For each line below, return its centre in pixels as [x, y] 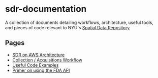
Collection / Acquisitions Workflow [47, 60]
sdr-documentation [46, 9]
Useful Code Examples [35, 65]
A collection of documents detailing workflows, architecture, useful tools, [79, 22]
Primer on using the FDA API [41, 70]
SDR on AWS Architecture [38, 55]
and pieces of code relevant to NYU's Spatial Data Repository [67, 27]
